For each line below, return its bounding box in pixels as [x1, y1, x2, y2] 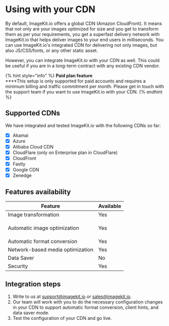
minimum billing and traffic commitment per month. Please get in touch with [5, 83, 164, 90]
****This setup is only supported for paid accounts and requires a [5, 78, 146, 84]
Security [8, 263, 28, 270]
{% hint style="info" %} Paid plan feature [5, 72, 93, 78]
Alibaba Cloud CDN [12, 143, 53, 150]
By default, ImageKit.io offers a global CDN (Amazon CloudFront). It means [5, 20, 162, 26]
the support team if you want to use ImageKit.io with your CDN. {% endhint [5, 88, 163, 95]
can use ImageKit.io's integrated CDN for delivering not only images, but [5, 42, 157, 48]
